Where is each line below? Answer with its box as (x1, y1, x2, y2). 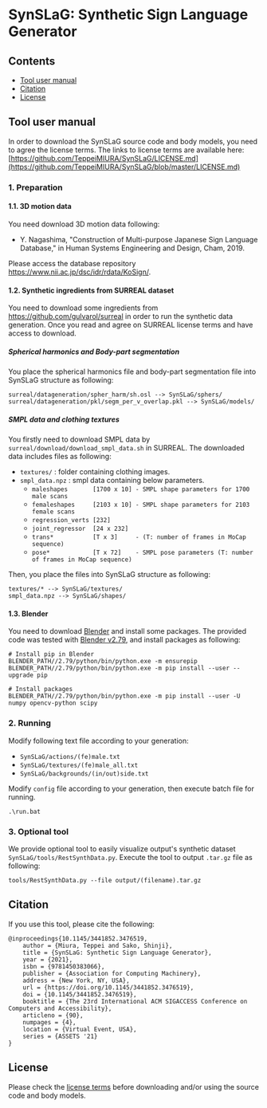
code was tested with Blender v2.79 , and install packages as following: (8, 635, 241, 645)
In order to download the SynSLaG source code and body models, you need (8, 136, 257, 146)
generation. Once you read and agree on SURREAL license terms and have (8, 320, 253, 330)
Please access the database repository (8, 258, 136, 268)
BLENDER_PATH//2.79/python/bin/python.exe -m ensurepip (8, 658, 198, 666)
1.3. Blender (8, 608, 49, 619)
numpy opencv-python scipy (8, 699, 98, 707)
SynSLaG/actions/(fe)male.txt (19, 752, 121, 760)
